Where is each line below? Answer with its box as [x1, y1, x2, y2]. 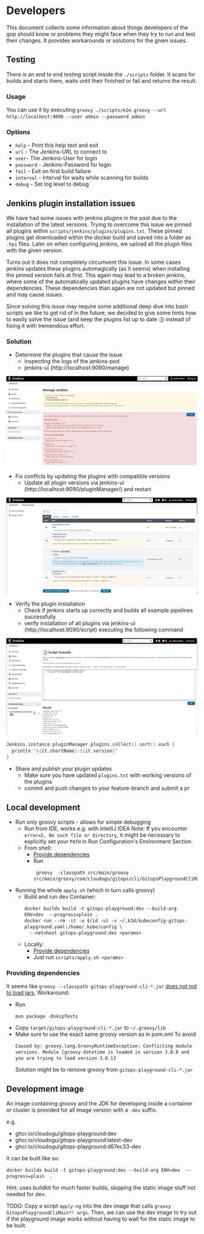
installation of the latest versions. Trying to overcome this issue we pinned [6, 221, 192, 229]
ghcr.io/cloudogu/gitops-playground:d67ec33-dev [15, 1143, 141, 1151]
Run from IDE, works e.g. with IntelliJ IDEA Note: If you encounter [24, 825, 188, 832]
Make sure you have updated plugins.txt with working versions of [24, 771, 192, 779]
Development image [6, 1083, 84, 1094]
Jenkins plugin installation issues [6, 198, 135, 208]
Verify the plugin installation [15, 600, 85, 608]
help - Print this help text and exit [15, 141, 99, 149]
